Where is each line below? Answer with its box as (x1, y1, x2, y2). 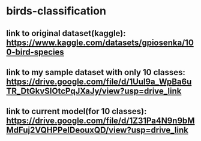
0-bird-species (6, 47, 64, 57)
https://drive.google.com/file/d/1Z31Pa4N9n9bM (6, 116, 195, 126)
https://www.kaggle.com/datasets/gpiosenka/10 (6, 37, 194, 47)
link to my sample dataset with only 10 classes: (6, 67, 186, 77)
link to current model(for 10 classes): (6, 106, 147, 116)
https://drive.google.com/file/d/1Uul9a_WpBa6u (6, 76, 192, 86)
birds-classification (6, 4, 107, 18)
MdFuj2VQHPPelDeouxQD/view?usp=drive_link (6, 125, 189, 136)
